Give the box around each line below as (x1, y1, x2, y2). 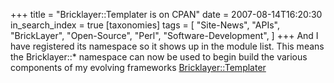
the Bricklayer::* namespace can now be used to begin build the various (10, 51, 308, 63)
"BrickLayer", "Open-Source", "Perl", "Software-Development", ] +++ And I (10, 30, 319, 41)
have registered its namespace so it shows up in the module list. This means (10, 40, 325, 52)
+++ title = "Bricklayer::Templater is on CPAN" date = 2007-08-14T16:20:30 (10, 9, 323, 20)
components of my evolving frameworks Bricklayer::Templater (10, 62, 267, 73)
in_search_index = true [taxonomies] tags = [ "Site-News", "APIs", (10, 19, 280, 31)
